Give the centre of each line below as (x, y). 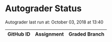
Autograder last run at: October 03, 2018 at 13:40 (54, 22)
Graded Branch (86, 34)
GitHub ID (19, 34)
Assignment (49, 34)
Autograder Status (43, 9)
